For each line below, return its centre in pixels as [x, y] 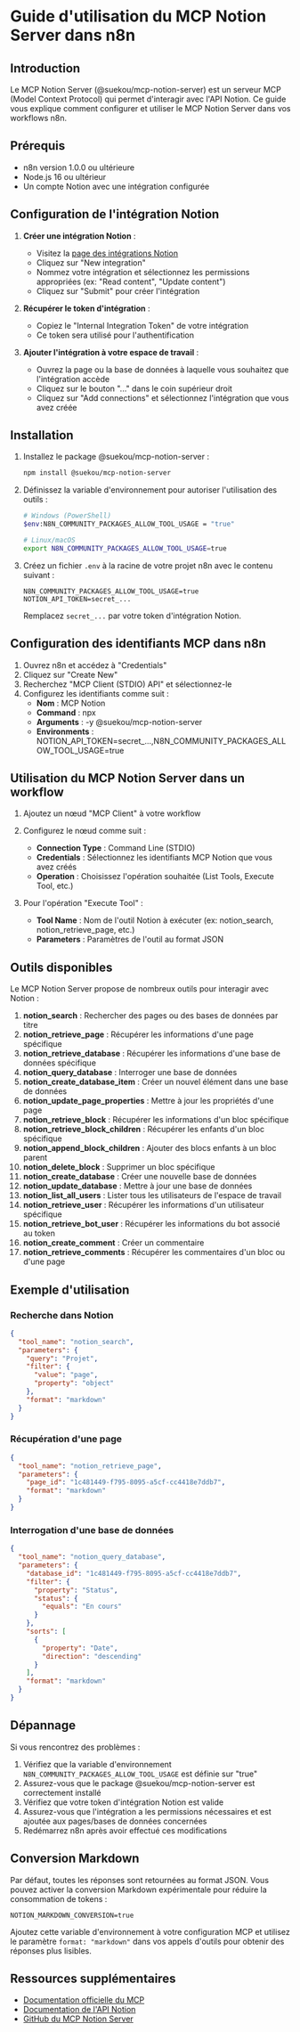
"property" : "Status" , [76, 1590]
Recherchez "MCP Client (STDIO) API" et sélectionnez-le [127, 684]
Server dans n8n [73, 35]
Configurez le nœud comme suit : [84, 831]
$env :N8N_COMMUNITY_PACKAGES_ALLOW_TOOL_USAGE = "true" [129, 524]
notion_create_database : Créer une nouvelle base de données [140, 1177]
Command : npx [66, 712]
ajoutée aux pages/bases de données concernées [115, 1821]
